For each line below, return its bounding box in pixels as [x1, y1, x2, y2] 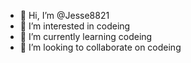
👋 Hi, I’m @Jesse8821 [19, 10, 110, 21]
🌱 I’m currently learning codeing [19, 31, 153, 42]
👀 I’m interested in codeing [19, 20, 131, 32]
